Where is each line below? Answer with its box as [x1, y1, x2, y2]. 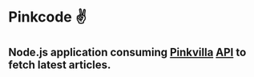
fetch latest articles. [8, 58, 111, 71]
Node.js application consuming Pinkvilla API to [8, 45, 247, 59]
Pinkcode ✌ [8, 8, 87, 26]
